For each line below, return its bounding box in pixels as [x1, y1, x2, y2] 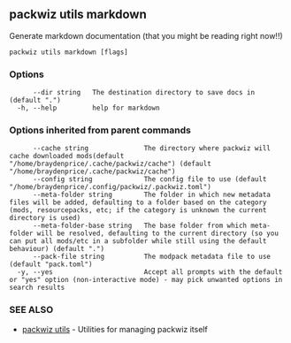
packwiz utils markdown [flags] [9, 48, 128, 57]
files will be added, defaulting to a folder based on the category [9, 198, 267, 207]
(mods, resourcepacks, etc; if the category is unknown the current [9, 206, 267, 215]
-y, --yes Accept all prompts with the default [17, 268, 283, 277]
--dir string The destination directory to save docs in [32, 88, 255, 97]
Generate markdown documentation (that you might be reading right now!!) [9, 30, 283, 41]
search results [9, 283, 65, 293]
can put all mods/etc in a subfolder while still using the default [9, 237, 267, 246]
